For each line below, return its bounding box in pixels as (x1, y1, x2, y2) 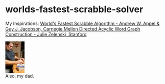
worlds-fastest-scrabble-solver (5, 4, 144, 15)
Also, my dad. (5, 73, 34, 79)
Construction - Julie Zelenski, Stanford (5, 31, 87, 37)
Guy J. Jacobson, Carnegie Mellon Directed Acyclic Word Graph (5, 25, 140, 32)
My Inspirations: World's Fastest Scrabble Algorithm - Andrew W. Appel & (5, 20, 160, 26)
